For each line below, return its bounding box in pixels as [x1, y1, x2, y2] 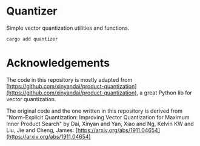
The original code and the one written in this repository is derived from [6, 107, 183, 114]
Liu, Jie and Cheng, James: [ [6, 126, 78, 134]
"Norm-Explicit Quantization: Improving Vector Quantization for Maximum [6, 113, 190, 121]
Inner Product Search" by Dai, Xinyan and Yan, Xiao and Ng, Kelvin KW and [6, 120, 194, 127]
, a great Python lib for [136, 89, 193, 96]
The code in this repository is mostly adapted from [6, 76, 133, 83]
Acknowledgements [6, 56, 110, 70]
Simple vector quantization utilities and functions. [6, 24, 130, 32]
